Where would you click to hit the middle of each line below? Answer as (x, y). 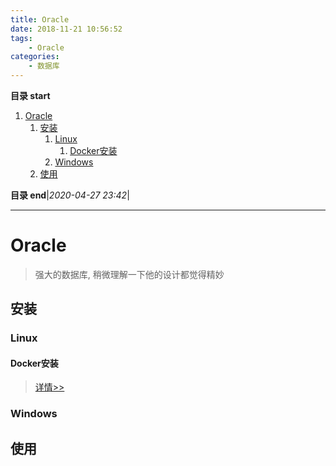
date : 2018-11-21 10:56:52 (66, 29)
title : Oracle (40, 19)
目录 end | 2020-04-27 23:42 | (70, 195)
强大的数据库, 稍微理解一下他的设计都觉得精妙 (129, 274)
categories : (35, 57)
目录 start (30, 95)
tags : (21, 38)
